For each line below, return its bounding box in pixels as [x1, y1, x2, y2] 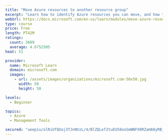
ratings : [5, 35, 23, 40]
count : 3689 [9, 40, 35, 45]
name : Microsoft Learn [9, 63, 57, 68]
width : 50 [18, 81, 39, 86]
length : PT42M [5, 30, 35, 35]
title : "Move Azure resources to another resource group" [5, 7, 128, 12]
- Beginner [9, 99, 32, 105]
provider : [5, 58, 26, 63]
